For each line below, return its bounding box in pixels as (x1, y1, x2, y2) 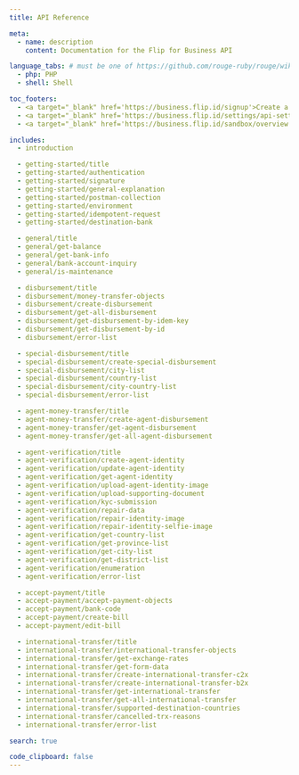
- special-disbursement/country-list (17, 374, 158, 383)
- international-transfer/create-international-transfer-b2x (17, 679, 249, 688)
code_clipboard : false (9, 753, 93, 762)
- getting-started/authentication (17, 169, 145, 177)
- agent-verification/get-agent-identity (17, 473, 174, 482)
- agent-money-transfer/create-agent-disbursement (17, 415, 209, 424)
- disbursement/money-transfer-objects (17, 292, 166, 301)
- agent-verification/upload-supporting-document (17, 489, 205, 498)
